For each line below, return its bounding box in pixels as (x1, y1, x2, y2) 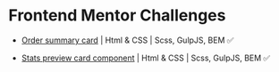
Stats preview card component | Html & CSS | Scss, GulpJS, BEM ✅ (21, 52, 270, 63)
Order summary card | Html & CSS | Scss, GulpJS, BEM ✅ (21, 35, 234, 45)
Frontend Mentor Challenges (8, 5, 226, 26)
